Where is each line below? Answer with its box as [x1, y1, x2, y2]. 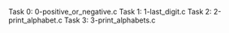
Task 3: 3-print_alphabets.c [63, 15, 156, 25]
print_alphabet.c [8, 15, 63, 25]
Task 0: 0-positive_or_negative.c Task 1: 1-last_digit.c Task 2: [8, 7, 213, 16]
